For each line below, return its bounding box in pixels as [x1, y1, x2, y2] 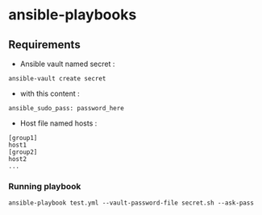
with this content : [19, 89, 81, 98]
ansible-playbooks [8, 6, 137, 24]
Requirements [8, 38, 81, 52]
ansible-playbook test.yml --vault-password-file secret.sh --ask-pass [8, 199, 254, 207]
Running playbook [8, 180, 81, 192]
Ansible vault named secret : [19, 59, 115, 68]
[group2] [8, 148, 38, 156]
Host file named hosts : [19, 118, 98, 128]
